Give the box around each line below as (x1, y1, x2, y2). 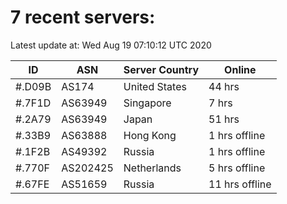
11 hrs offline (208, 177, 272, 191)
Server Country (123, 62, 200, 76)
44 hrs (208, 79, 240, 93)
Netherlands (123, 161, 182, 175)
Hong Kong (123, 128, 177, 142)
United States (123, 79, 187, 93)
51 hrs (208, 112, 240, 126)
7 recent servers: (10, 6, 156, 29)
